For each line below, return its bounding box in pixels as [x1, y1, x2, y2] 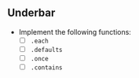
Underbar [7, 6, 56, 20]
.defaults [30, 46, 64, 54]
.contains [30, 64, 64, 72]
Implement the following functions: [18, 27, 131, 36]
